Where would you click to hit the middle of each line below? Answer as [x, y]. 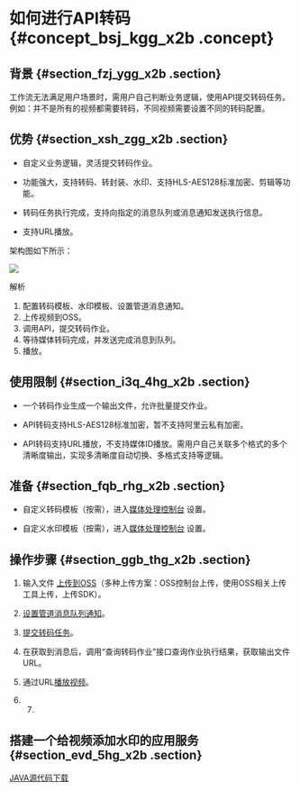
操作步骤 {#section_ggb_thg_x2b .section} [130, 559]
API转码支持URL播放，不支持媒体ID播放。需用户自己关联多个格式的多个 [155, 443]
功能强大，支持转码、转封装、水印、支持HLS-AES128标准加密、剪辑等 [153, 182]
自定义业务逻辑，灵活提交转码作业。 [90, 162]
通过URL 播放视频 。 [58, 682]
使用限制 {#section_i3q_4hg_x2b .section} [130, 382]
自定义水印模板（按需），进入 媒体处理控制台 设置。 [116, 529]
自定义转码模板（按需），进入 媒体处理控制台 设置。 [116, 509]
